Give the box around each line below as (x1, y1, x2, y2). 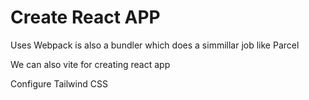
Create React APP (10, 6, 161, 29)
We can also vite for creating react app (10, 58, 171, 70)
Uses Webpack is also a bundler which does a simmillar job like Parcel (10, 39, 300, 51)
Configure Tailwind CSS (10, 77, 108, 90)
